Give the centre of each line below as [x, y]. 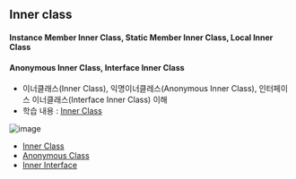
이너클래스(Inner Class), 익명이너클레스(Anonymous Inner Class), [139, 89]
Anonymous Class [56, 156]
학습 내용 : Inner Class [62, 111]
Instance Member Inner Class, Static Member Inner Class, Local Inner [141, 37]
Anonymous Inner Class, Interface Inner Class [97, 67]
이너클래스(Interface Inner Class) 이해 [100, 100]
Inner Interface [50, 166]
